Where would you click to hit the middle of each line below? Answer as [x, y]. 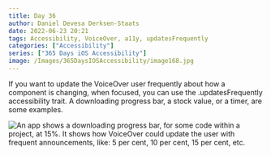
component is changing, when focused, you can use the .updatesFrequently [136, 92]
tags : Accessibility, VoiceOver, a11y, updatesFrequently [108, 38]
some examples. [36, 109]
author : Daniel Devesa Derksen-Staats [74, 23]
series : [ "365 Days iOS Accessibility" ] [78, 53]
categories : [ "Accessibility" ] [61, 46]
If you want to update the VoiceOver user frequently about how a [117, 84]
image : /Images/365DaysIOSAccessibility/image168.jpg [101, 61]
